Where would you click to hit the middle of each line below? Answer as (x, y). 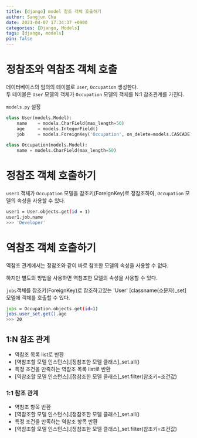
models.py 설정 (23, 107)
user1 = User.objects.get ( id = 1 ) (48, 212)
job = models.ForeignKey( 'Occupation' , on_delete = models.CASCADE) (105, 134)
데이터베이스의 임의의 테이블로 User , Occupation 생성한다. (72, 87)
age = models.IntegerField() (57, 129)
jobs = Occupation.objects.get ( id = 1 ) (52, 308)
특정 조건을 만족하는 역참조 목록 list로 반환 (63, 369)
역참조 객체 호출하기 (51, 248)
